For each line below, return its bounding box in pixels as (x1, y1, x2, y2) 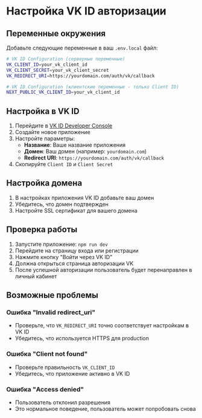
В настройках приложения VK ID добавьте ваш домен (14, 194, 154, 201)
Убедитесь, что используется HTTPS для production (14, 335, 150, 342)
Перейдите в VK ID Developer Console (14, 122, 113, 129)
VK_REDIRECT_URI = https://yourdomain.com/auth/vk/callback (6, 72, 155, 79)
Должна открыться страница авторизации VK (14, 260, 134, 267)
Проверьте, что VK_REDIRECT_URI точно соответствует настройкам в (14, 322, 189, 329)
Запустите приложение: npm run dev (14, 240, 109, 248)
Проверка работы (6, 225, 78, 235)
